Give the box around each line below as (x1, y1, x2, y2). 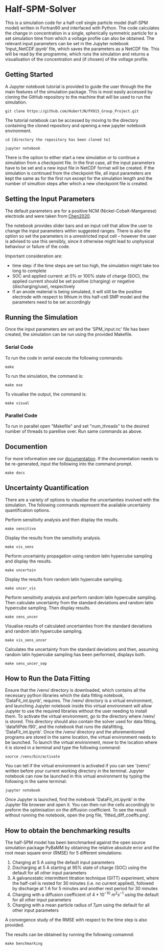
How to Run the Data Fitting (5, 674, 91, 682)
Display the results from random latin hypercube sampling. (5, 576, 123, 582)
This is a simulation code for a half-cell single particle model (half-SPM (5, 20, 148, 26)
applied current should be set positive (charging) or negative (12, 278, 135, 284)
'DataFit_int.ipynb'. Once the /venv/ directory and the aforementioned (5, 729, 145, 735)
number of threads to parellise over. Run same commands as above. (5, 428, 143, 434)
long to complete (12, 268, 47, 274)
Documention (5, 443, 47, 451)
